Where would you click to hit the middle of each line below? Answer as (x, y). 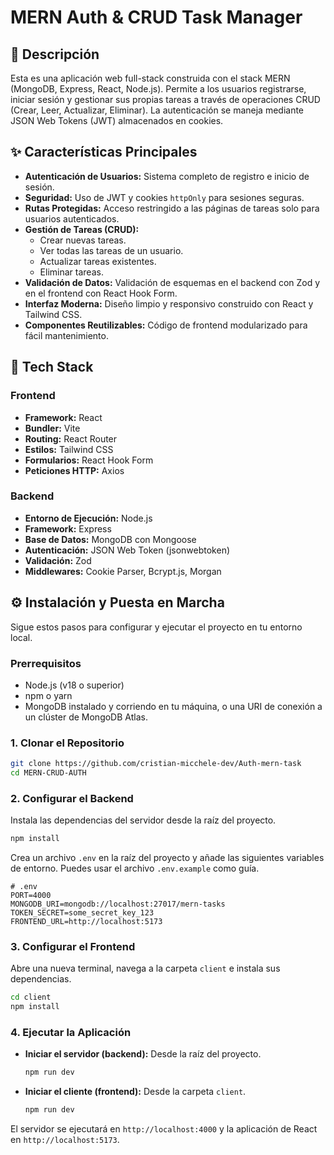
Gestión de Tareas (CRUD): (82, 229)
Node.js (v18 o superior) (74, 685)
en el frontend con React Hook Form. (101, 293)
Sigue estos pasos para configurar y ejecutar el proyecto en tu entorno (156, 627)
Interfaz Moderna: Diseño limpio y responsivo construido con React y (169, 303)
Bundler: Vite (52, 428)
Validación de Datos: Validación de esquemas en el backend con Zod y (172, 282)
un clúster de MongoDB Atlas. (86, 717)
